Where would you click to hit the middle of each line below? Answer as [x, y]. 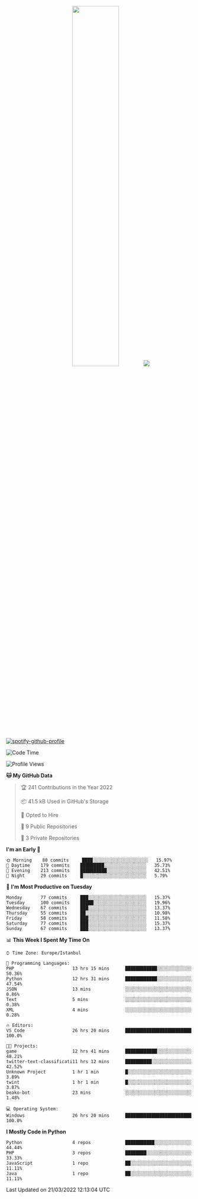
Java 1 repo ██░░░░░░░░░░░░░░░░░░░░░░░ [99, 1174]
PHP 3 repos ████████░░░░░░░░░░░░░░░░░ [99, 1153]
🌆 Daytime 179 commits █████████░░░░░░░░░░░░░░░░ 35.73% [88, 866]
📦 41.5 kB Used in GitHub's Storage [65, 801]
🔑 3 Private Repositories [50, 838]
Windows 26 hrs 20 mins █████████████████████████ [99, 1116]
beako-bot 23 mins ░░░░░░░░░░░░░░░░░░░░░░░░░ [99, 1093]
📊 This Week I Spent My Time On [48, 940]
